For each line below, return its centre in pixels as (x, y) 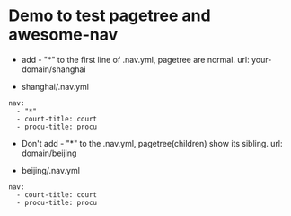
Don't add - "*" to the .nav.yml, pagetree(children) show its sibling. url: (152, 143)
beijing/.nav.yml (50, 170)
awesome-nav (63, 35)
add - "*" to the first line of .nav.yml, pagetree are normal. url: (136, 59)
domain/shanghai (53, 69)
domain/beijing (49, 153)
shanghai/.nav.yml (55, 86)
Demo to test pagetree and (110, 16)
